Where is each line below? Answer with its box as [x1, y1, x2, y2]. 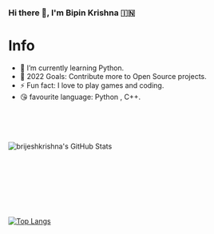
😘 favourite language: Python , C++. [19, 92, 141, 101]
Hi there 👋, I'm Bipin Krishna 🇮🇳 [8, 7, 136, 18]
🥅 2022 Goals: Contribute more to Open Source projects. [19, 71, 207, 81]
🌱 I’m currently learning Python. [19, 63, 125, 73]
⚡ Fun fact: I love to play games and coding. [19, 80, 164, 90]
